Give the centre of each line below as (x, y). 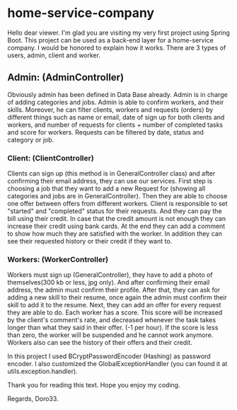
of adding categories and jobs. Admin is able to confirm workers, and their (116, 102)
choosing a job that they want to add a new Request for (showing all (106, 188)
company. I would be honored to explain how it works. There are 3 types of (117, 47)
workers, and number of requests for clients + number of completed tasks (115, 125)
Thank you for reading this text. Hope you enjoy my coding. (94, 385)
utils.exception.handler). (42, 371)
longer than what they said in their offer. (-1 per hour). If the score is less (113, 328)
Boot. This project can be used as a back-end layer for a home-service (110, 40)
